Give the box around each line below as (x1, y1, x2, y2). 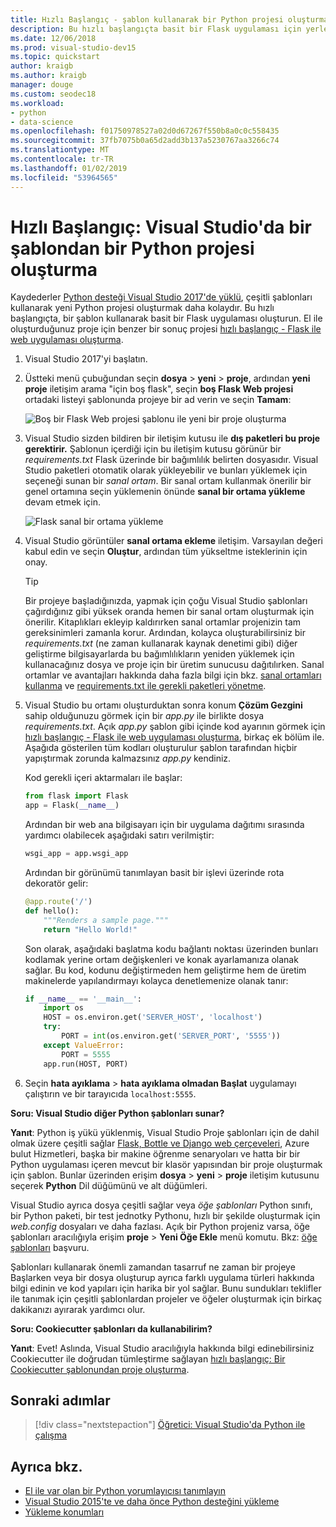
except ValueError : (43, 1040, 125, 1050)
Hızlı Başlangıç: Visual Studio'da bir (10, 216, 312, 238)
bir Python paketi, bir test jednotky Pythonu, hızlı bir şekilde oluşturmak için (10, 1209, 321, 1221)
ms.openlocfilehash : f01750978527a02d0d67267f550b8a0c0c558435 (10, 126, 280, 136)
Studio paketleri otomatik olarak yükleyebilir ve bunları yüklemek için (24, 464, 308, 476)
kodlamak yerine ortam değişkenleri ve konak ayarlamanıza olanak (24, 953, 299, 965)
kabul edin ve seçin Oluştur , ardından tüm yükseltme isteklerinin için (24, 546, 308, 558)
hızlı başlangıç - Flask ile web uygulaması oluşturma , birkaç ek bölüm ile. (24, 731, 325, 743)
